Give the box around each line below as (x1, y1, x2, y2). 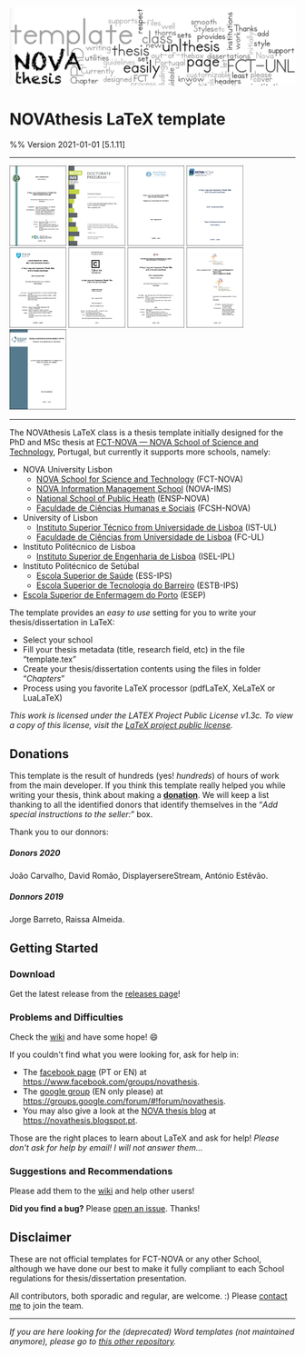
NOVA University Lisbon (22, 464, 113, 475)
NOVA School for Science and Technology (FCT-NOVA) (35, 474, 243, 484)
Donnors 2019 (9, 891, 64, 902)
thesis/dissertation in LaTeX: (9, 617, 115, 628)
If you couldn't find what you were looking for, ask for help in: (9, 1049, 239, 1061)
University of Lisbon (22, 513, 98, 523)
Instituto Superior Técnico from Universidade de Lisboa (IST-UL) (35, 522, 277, 533)
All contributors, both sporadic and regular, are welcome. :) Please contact (9, 1291, 288, 1301)
